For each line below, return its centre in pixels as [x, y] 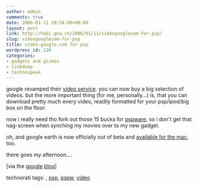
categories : [21, 56]
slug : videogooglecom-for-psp [43, 39]
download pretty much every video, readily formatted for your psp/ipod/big [98, 102]
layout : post [22, 28]
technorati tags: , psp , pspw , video [48, 178]
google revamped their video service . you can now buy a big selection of [95, 89]
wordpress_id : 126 [29, 50]
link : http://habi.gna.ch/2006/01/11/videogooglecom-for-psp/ [84, 34]
